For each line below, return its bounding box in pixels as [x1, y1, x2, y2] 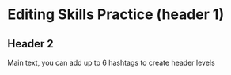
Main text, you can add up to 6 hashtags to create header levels [7, 58, 215, 67]
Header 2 [7, 37, 55, 51]
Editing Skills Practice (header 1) [7, 6, 225, 24]
